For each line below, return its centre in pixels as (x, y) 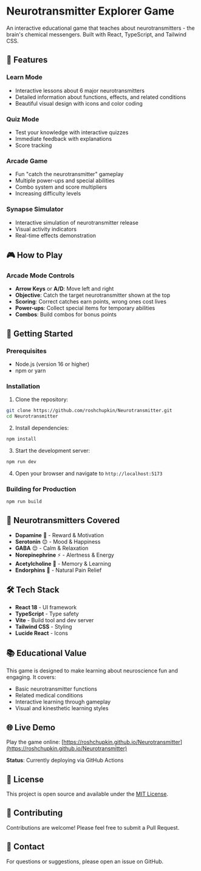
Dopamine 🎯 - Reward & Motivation (60, 535)
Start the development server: (53, 450)
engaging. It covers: (31, 677)
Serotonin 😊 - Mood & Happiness (58, 541)
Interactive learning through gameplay (63, 702)
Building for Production (41, 489)
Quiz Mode (23, 119)
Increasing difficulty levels (48, 194)
